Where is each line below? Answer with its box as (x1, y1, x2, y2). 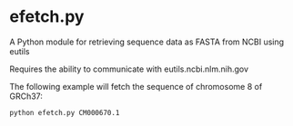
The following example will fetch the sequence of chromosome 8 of (9, 81, 263, 92)
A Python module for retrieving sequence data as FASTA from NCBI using (9, 36, 285, 47)
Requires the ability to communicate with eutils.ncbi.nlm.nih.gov (9, 63, 248, 74)
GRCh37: (9, 91, 44, 102)
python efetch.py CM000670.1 (9, 108, 120, 117)
